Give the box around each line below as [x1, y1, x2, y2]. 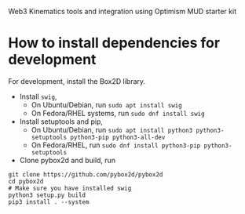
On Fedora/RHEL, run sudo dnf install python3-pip [31, 140, 201, 150]
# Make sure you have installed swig [8, 184, 132, 192]
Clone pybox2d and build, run [19, 155, 116, 165]
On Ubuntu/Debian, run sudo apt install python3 [31, 125, 193, 134]
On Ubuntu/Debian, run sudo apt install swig [31, 100, 182, 109]
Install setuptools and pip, [19, 117, 104, 126]
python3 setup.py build [8, 191, 86, 199]
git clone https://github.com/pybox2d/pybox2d [8, 170, 163, 179]
